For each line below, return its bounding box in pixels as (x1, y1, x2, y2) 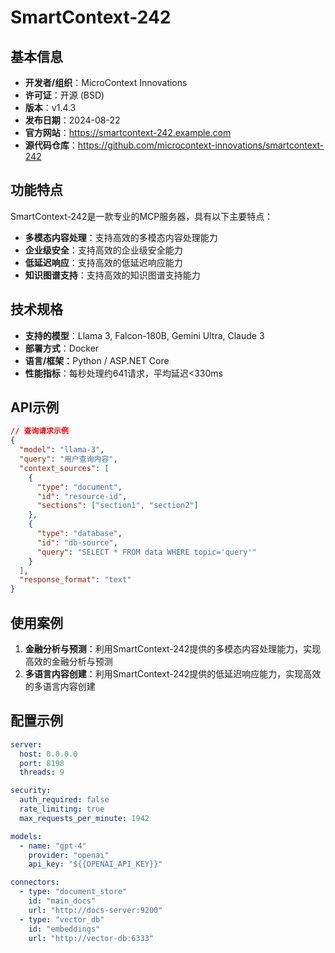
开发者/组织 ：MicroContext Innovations (24, 77, 188, 88)
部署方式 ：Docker (24, 342, 100, 354)
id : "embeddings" (28, 924, 101, 934)
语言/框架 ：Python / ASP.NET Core (24, 354, 170, 366)
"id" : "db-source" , (36, 537, 118, 548)
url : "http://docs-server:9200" (28, 905, 163, 915)
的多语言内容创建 (24, 681, 96, 692)
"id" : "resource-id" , (36, 491, 128, 501)
